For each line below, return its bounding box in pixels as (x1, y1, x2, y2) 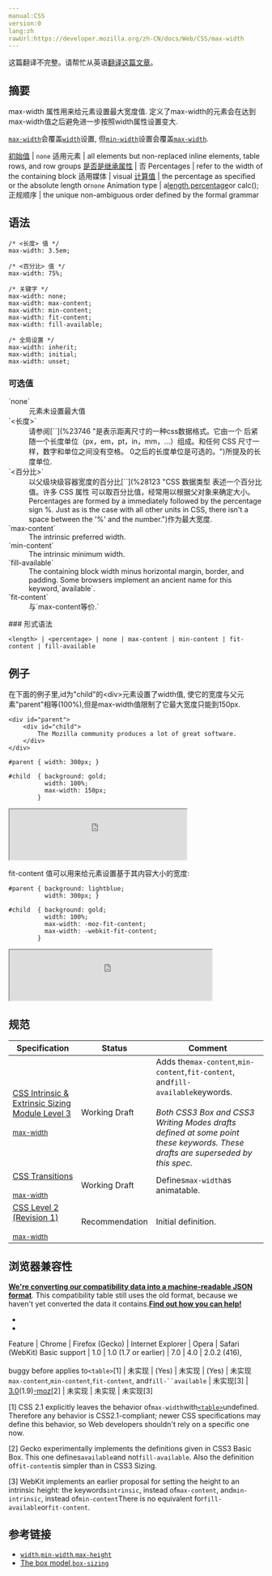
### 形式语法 (8, 619, 53, 629)
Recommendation (80, 1216, 148, 1227)
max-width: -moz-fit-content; (44, 920, 147, 928)
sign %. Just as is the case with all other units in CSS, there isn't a (28, 505, 249, 515)
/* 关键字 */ (8, 285, 49, 293)
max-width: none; (8, 292, 67, 300)
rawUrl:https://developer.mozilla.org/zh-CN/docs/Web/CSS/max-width (8, 34, 244, 43)
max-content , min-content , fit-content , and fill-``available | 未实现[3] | (8, 1375, 249, 1385)
